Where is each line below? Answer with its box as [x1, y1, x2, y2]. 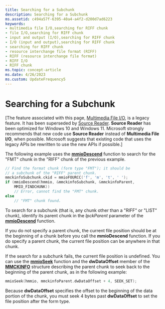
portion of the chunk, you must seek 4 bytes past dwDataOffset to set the [5, 293, 158, 299]
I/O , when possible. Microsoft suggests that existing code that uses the [5, 136, 152, 142]
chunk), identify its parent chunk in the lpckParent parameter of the [5, 212, 144, 218]
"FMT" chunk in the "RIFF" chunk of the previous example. [5, 156, 126, 162]
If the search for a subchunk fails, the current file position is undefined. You [5, 253, 161, 259]
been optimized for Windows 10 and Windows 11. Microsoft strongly [5, 125, 144, 131]
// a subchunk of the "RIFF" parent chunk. [5, 170, 97, 175]
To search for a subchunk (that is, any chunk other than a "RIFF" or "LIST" [5, 207, 158, 213]
